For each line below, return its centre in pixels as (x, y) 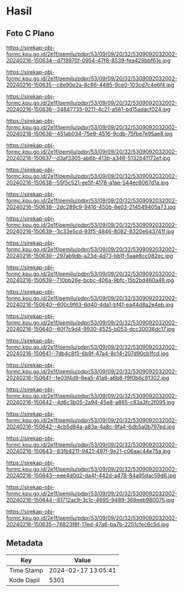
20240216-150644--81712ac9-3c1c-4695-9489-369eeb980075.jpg (90, 500)
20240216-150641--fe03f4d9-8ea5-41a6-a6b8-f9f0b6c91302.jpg (88, 378)
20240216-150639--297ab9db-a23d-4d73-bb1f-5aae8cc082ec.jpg (90, 256)
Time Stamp (26, 570)
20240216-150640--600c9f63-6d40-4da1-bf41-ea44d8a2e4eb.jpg (90, 304)
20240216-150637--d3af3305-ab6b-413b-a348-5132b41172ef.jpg (88, 158)
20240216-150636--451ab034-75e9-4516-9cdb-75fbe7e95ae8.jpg (89, 134)
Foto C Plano (30, 33)
